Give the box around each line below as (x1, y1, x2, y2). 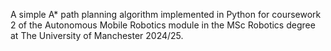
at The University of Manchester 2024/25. (10, 30, 184, 41)
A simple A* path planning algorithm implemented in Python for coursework (10, 9, 322, 20)
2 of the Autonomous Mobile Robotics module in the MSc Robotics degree (10, 19, 316, 31)
